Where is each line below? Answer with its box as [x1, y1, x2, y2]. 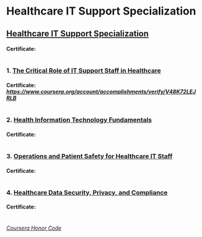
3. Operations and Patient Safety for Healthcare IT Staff [6, 152, 173, 160]
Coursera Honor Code [6, 224, 62, 232]
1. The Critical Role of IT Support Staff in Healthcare [6, 67, 161, 75]
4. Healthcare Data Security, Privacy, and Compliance [6, 188, 168, 196]
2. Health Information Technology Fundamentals [6, 116, 152, 124]
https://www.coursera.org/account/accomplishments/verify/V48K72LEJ [6, 88, 196, 95]
